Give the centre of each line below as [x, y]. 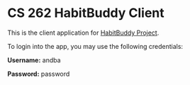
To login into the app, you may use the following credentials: [95, 46]
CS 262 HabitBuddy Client [86, 13]
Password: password [39, 74]
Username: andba [34, 60]
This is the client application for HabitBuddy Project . [83, 33]
